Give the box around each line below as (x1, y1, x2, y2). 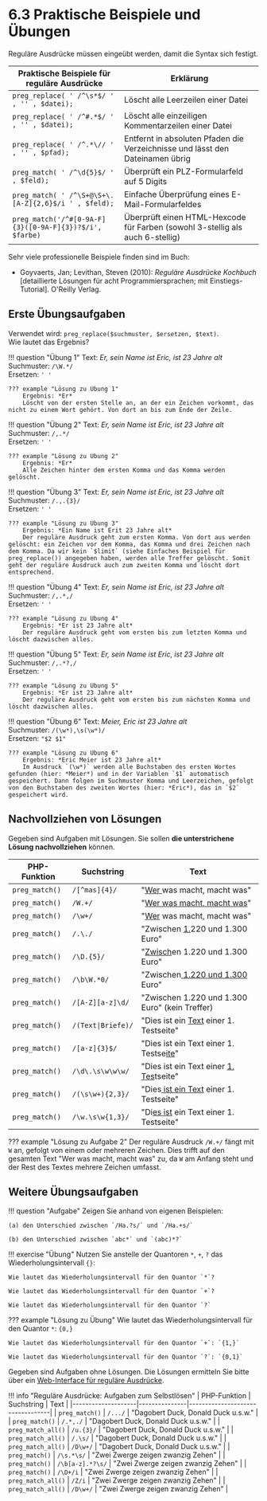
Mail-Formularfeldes (124, 198, 202, 210)
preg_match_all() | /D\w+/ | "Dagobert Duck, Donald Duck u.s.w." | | (8, 1442, 230, 1452)
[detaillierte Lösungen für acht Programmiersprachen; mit (19, 276, 208, 285)
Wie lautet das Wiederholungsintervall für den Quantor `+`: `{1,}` (8, 1339, 240, 1347)
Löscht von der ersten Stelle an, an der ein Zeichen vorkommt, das (22, 398, 254, 407)
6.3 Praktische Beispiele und (8, 6, 201, 24)
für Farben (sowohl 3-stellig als (124, 221, 242, 233)
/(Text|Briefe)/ (72, 1021, 133, 1029)
